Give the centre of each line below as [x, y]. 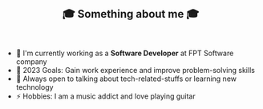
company [31, 61]
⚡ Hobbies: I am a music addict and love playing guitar [105, 96]
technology [34, 87]
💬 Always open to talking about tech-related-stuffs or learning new [126, 79]
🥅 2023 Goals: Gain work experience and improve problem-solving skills [135, 70]
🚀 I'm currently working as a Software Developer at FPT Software [125, 53]
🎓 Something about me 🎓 [131, 14]
